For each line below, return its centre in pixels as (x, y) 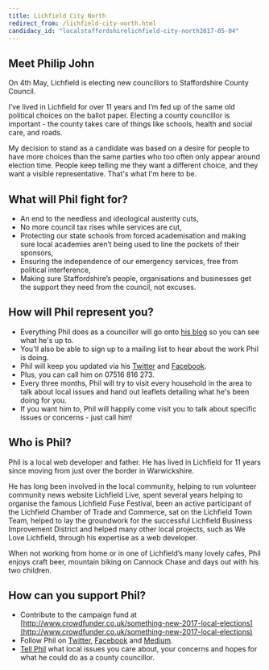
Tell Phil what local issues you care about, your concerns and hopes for (139, 649)
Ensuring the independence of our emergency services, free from (129, 261)
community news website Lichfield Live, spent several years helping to (126, 494)
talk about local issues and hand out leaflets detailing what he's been (134, 391)
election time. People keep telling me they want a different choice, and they (133, 165)
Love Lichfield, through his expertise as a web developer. (103, 537)
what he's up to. (47, 340)
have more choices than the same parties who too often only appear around (134, 157)
